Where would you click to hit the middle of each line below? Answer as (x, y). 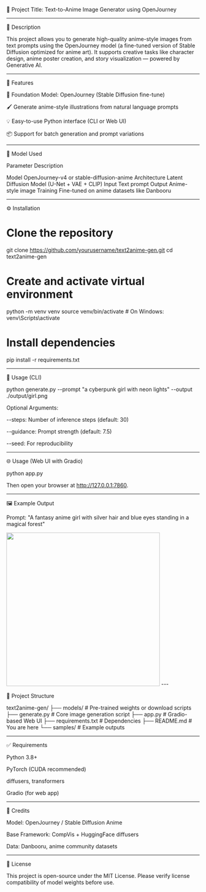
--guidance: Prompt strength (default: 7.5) (59, 431)
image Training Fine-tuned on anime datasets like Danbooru (96, 191)
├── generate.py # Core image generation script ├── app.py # (86, 714)
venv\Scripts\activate (33, 318)
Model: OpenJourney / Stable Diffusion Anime (64, 822)
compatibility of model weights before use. (60, 882)
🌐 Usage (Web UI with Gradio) (44, 461)
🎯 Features (20, 83)
